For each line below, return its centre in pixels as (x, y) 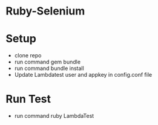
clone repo (28, 56)
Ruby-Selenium (45, 11)
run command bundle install (49, 68)
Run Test (28, 99)
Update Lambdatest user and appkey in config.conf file (83, 75)
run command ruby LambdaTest (54, 116)
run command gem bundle (48, 62)
